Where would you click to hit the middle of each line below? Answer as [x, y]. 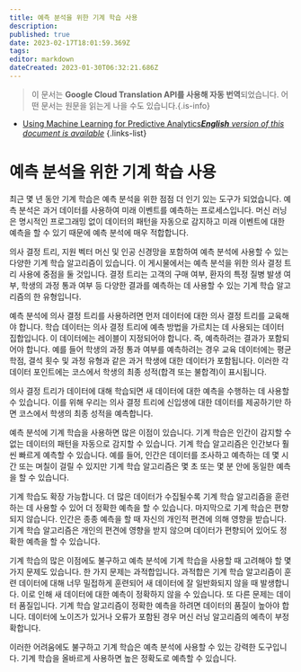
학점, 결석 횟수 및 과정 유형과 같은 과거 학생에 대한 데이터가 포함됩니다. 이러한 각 [149, 360]
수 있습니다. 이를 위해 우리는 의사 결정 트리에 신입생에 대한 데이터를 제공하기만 [146, 402]
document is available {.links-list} [84, 133]
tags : [19, 51]
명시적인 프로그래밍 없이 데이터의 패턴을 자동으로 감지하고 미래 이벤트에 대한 [152, 221]
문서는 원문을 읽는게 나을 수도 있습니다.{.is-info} [126, 105]
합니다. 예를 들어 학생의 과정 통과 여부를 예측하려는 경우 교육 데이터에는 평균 [159, 349]
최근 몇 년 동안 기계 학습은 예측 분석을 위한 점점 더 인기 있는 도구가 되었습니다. [146, 199]
